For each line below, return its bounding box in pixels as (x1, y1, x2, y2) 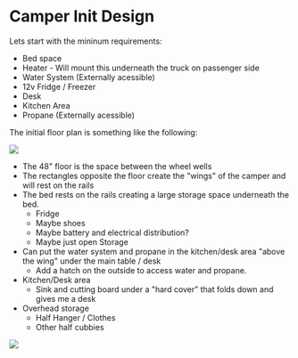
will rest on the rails (21, 180, 95, 191)
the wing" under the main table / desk (21, 256, 161, 266)
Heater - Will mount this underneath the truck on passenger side (21, 62, 261, 73)
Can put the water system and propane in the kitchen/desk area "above (21, 246, 286, 256)
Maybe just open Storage (35, 236, 129, 247)
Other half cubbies (35, 321, 104, 332)
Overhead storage (21, 303, 89, 313)
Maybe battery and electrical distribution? (35, 227, 189, 238)
